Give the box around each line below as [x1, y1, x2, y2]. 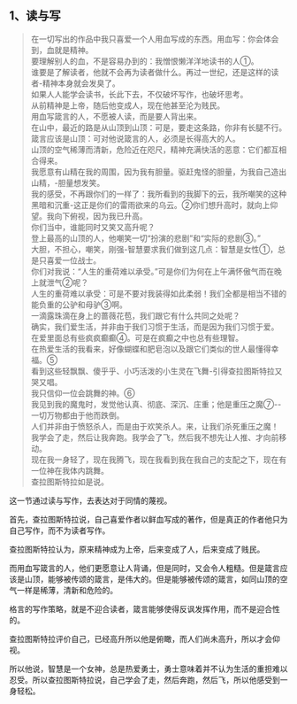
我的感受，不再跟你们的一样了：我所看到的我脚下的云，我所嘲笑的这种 [30, 189, 287, 199]
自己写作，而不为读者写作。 [9, 525, 110, 536]
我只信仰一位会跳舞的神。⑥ [30, 388, 135, 398]
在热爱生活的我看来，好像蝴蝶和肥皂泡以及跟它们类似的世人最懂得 [30, 344, 271, 354]
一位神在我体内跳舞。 [30, 465, 109, 476]
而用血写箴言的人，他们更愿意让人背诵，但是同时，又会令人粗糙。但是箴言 [9, 562, 280, 573]
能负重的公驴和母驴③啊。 [30, 299, 128, 310]
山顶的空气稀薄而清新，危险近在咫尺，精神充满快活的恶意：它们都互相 [30, 144, 287, 155]
